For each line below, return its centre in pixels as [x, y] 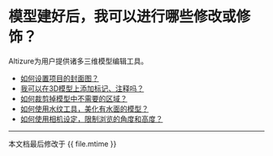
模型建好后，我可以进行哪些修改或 [123, 17]
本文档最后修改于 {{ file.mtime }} [63, 144]
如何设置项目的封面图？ [59, 78]
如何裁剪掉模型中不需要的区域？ [74, 98]
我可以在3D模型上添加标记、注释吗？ [82, 88]
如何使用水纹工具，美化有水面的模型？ [84, 108]
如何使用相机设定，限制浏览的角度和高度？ [91, 119]
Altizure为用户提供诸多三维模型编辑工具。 [78, 61]
